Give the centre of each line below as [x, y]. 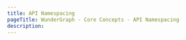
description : [26, 26]
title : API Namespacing [41, 13]
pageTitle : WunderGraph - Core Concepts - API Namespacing [93, 20]
